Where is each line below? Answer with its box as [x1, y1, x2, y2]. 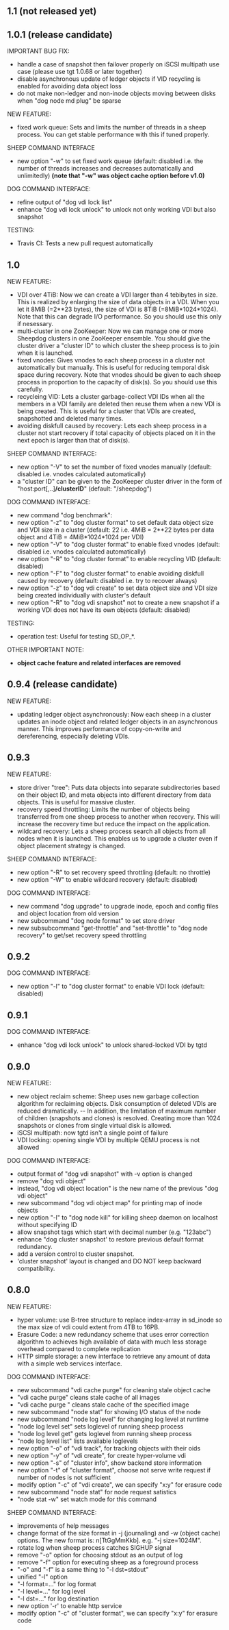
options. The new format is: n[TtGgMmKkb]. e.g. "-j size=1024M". [16, 1536, 202, 1544]
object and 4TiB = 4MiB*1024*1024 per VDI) [16, 533, 144, 541]
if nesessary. [16, 320, 53, 328]
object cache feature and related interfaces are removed [16, 659, 181, 667]
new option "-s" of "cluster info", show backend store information [16, 1459, 202, 1467]
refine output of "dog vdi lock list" [16, 198, 113, 206]
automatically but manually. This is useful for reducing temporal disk [16, 363, 210, 372]
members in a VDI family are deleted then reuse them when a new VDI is [16, 400, 221, 408]
